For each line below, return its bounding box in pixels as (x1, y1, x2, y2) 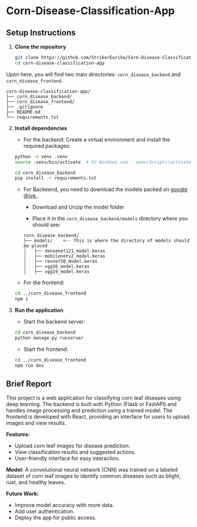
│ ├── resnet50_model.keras (23, 258, 98, 265)
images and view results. (6, 420, 66, 427)
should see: (32, 221, 61, 228)
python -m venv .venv (14, 153, 68, 160)
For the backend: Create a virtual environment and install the (23, 136, 171, 143)
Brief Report (6, 378, 52, 388)
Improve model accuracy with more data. (14, 502, 115, 509)
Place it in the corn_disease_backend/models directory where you (32, 215, 188, 222)
